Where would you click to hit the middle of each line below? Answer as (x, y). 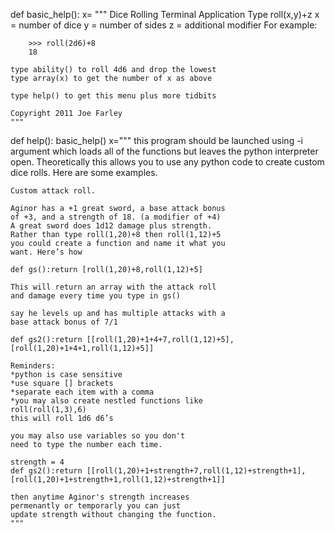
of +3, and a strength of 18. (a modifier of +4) (116, 217)
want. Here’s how (46, 252)
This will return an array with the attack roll (113, 287)
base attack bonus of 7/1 (64, 322)
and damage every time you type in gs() (96, 296)
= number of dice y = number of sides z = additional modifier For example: (164, 25)
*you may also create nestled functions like (106, 401)
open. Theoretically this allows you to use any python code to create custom (167, 162)
